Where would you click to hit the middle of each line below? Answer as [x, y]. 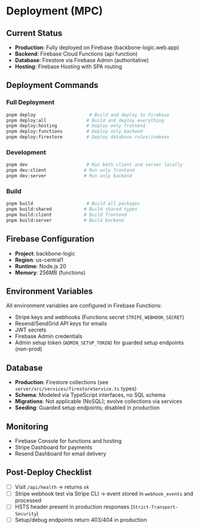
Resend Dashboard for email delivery [60, 454]
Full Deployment [30, 102]
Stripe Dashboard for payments [53, 448]
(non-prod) [28, 349]
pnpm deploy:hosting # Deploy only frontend [76, 126]
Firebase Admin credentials [48, 336]
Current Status [34, 33]
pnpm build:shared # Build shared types [72, 209]
